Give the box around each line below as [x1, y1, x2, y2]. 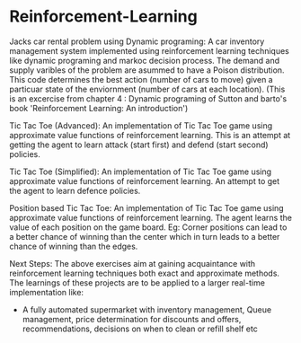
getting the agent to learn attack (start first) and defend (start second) [9, 139, 269, 150]
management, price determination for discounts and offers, [22, 313, 242, 324]
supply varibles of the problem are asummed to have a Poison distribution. [9, 65, 285, 75]
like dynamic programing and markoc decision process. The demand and [9, 55, 280, 66]
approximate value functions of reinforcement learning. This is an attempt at [9, 129, 291, 140]
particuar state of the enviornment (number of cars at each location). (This [9, 84, 286, 94]
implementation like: [9, 286, 84, 297]
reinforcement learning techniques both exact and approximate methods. [9, 268, 280, 278]
